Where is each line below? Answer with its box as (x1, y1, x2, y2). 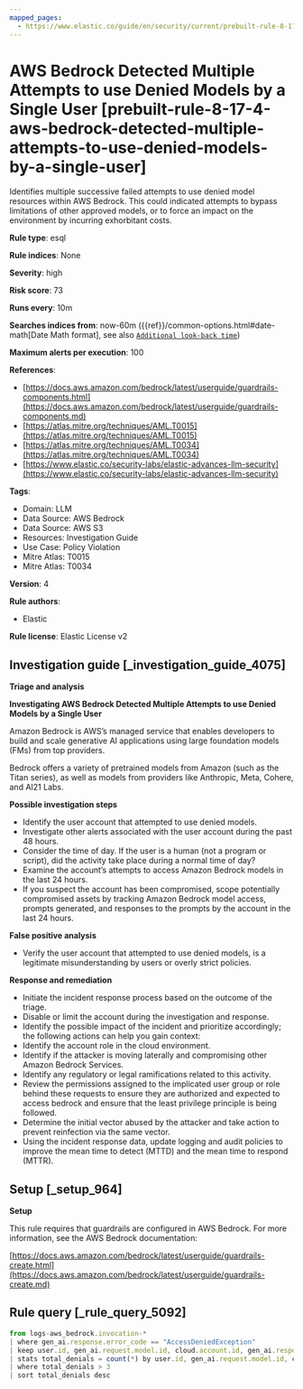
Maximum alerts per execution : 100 (9, 347, 144, 358)
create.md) (9, 1279, 50, 1290)
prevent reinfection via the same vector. (22, 1126, 170, 1138)
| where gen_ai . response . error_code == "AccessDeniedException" (9, 1338, 256, 1347)
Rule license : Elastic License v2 (9, 631, 128, 642)
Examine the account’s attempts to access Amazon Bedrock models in (22, 864, 284, 876)
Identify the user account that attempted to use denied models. (22, 816, 257, 827)
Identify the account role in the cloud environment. (22, 1040, 211, 1051)
